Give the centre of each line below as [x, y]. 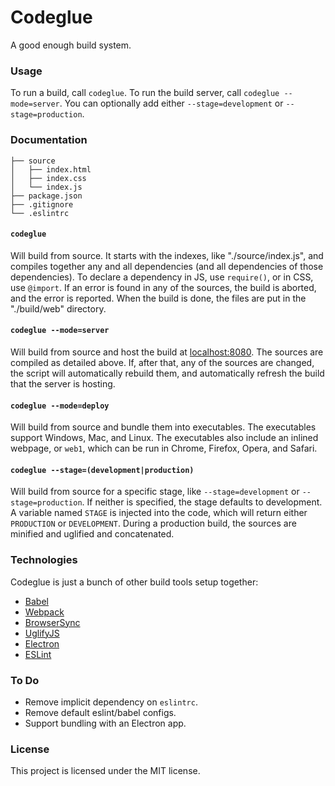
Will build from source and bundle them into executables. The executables [163, 427]
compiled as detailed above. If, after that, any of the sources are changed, [162, 362]
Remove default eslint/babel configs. [100, 712]
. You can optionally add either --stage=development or [171, 103]
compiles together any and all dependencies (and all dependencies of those [167, 266]
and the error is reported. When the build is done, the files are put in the [158, 298]
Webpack [44, 612]
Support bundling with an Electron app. [105, 723]
